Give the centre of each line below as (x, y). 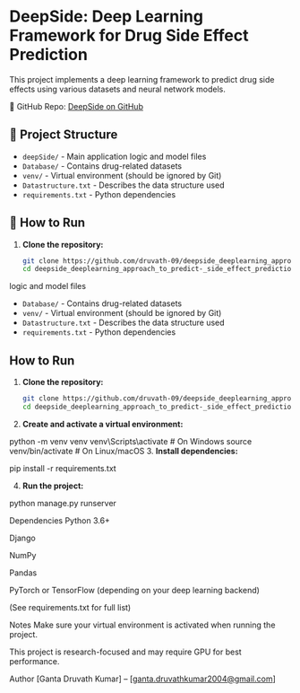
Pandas (23, 573)
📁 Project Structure (64, 135)
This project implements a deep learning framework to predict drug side (142, 79)
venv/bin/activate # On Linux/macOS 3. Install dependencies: (124, 451)
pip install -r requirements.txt (63, 468)
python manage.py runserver (63, 503)
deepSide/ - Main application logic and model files (114, 156)
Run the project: (53, 486)
